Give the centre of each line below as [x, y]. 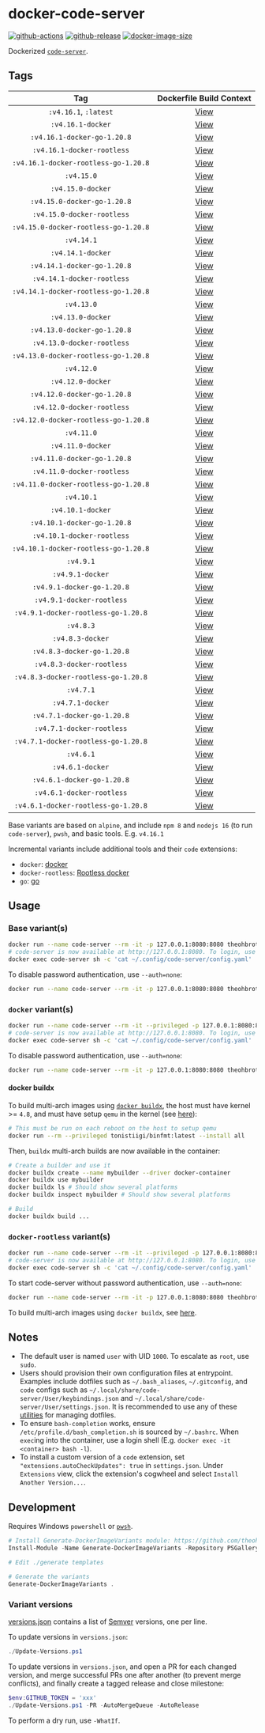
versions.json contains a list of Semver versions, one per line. [108, 1621]
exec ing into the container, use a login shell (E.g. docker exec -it [125, 1440]
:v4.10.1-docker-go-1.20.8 [81, 522]
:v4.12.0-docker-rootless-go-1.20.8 [81, 420]
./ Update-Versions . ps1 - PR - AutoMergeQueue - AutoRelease [104, 1705]
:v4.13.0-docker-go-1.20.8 [81, 330]
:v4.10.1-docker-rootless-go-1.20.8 [81, 548]
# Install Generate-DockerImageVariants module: [90, 1541]
